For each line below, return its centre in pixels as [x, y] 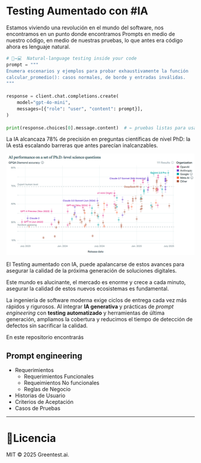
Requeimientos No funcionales [62, 383]
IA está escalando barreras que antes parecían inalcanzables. [82, 145]
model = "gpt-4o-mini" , [44, 103]
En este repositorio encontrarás [45, 337]
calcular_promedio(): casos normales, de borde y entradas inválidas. [96, 77]
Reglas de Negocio [47, 389]
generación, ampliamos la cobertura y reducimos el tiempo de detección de [100, 319]
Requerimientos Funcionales [59, 377]
